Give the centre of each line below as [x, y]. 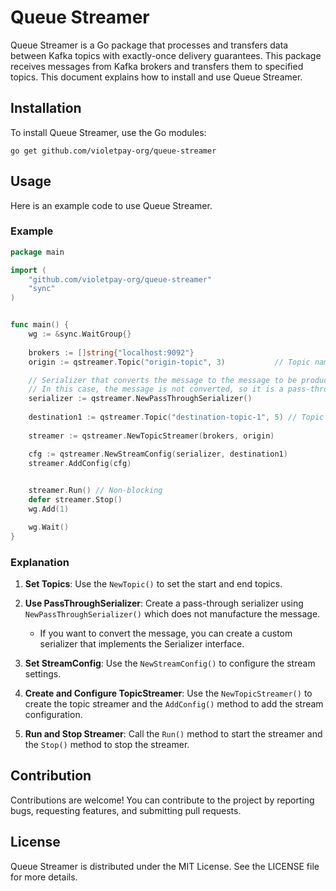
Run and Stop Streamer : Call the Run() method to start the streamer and [173, 734]
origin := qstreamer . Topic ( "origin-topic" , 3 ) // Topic [169, 362]
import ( [28, 270]
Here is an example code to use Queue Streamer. [111, 205]
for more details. [44, 877]
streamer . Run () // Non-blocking [95, 491]
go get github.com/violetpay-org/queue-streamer [113, 151]
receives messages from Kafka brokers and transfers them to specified [157, 66]
